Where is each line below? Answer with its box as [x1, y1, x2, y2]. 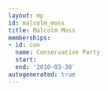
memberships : [8, 33, 51, 42]
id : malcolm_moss [8, 19, 65, 27]
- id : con [8, 41, 41, 49]
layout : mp [8, 11, 44, 20]
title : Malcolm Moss [8, 26, 76, 34]
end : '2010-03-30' [15, 63, 76, 71]
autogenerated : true [8, 70, 76, 78]
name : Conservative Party [15, 48, 101, 56]
